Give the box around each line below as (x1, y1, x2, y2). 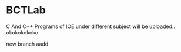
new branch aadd (6, 40, 49, 47)
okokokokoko (6, 29, 39, 36)
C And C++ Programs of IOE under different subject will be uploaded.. (6, 23, 175, 30)
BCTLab (6, 4, 46, 17)
